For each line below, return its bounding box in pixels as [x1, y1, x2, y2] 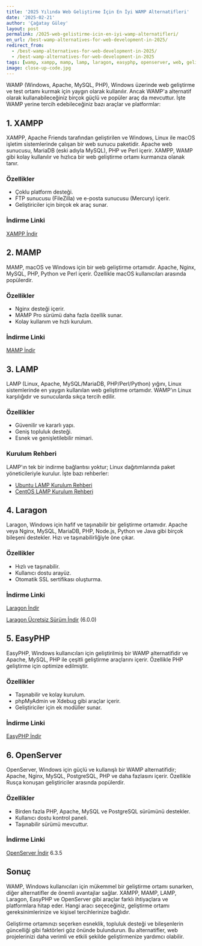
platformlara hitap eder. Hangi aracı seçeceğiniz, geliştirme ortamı [6, 902, 170, 909]
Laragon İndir [6, 604, 40, 611]
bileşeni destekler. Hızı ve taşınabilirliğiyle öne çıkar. [6, 534, 135, 541]
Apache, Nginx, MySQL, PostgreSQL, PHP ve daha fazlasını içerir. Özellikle [6, 772, 191, 780]
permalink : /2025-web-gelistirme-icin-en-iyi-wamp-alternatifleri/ [6, 31, 179, 37]
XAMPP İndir [6, 230, 38, 237]
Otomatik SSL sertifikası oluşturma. [14, 575, 102, 582]
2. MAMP [6, 248, 41, 258]
